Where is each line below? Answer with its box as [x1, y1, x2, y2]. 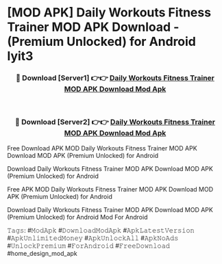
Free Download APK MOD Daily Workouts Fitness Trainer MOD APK [7, 144, 197, 152]
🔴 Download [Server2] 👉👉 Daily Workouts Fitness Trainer [14, 118, 216, 127]
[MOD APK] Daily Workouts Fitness [7, 5, 211, 21]
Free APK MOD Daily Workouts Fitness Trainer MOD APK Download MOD [7, 185, 214, 193]
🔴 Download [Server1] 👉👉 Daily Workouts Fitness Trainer [16, 73, 214, 83]
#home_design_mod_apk [7, 249, 77, 257]
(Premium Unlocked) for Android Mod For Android [7, 213, 148, 221]
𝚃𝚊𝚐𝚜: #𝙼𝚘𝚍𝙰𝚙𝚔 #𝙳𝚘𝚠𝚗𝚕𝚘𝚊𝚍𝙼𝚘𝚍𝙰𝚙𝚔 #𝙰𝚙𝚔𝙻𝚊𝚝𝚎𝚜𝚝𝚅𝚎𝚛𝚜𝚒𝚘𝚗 [7, 226, 195, 234]
